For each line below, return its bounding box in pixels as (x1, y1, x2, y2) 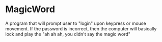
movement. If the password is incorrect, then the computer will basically (5, 25, 157, 31)
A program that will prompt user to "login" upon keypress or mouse (5, 20, 146, 26)
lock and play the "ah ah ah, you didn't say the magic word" (5, 31, 131, 37)
